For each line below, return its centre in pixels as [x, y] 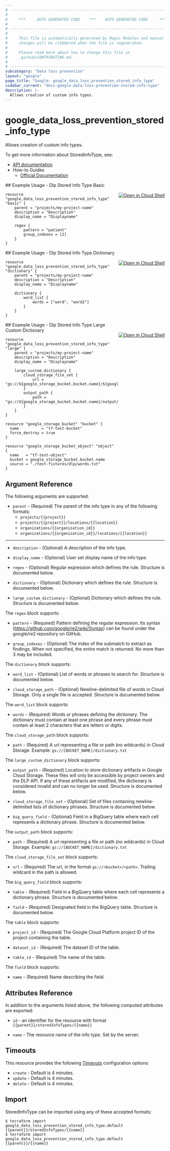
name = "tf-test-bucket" [46, 429]
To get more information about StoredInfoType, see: [59, 155]
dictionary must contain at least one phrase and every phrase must [82, 720]
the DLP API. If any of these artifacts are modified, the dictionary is [82, 781]
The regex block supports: [32, 613]
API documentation [33, 165]
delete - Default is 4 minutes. [43, 1083]
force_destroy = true [33, 433]
